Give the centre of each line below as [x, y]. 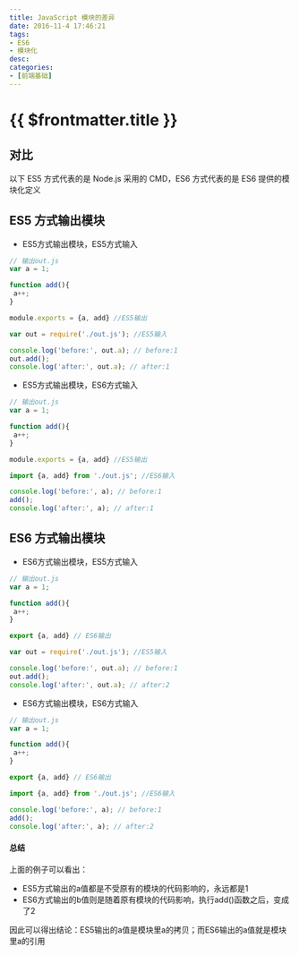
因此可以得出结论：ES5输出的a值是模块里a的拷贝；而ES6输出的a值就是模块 [148, 929]
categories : [31, 68]
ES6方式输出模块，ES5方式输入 [80, 561]
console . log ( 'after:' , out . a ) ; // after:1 [90, 367]
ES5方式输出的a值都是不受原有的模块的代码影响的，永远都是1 [135, 888]
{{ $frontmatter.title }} [94, 119]
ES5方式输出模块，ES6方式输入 [80, 385]
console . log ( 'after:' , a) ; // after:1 [81, 508]
